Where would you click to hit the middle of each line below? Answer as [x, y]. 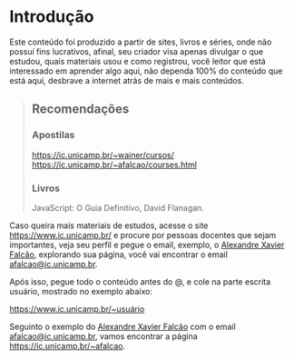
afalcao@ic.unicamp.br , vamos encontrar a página [103, 336]
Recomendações [80, 110]
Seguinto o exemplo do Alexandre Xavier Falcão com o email [122, 326]
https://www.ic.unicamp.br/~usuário [77, 309]
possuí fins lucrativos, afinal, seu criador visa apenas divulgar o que [137, 51]
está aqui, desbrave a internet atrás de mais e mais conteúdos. [127, 80]
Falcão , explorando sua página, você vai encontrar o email [119, 254]
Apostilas [53, 135]
